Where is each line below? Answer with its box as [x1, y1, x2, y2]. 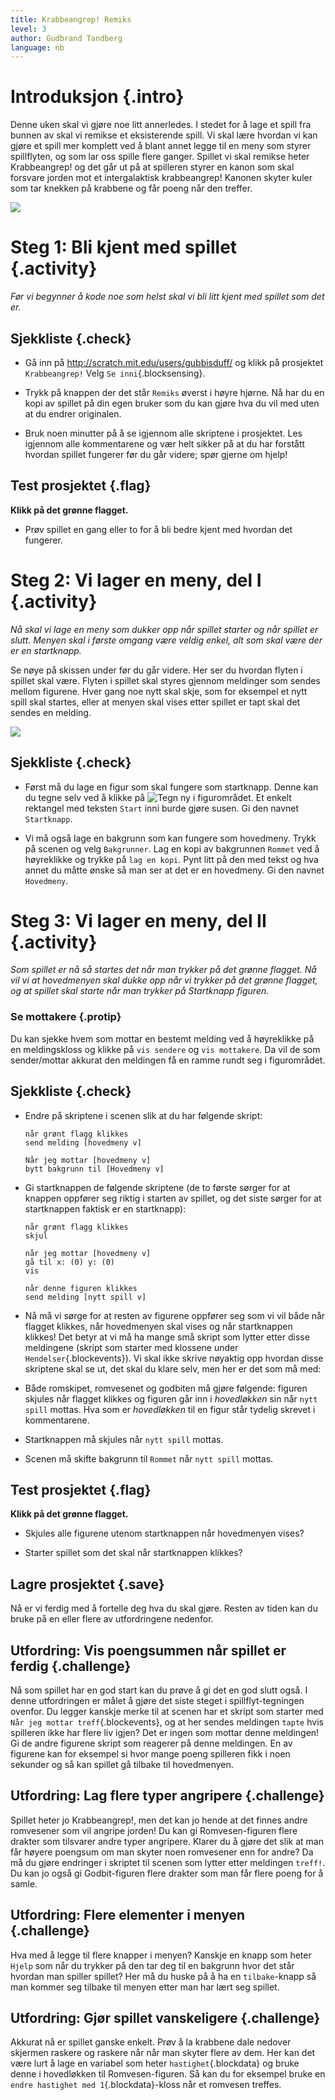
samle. [10, 1877, 38, 1890]
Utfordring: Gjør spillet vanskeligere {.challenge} [10, 2010, 321, 2026]
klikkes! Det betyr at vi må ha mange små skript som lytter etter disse [24, 1331, 310, 1343]
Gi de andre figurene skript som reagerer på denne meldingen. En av [10, 1737, 293, 1749]
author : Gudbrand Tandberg [10, 33, 123, 43]
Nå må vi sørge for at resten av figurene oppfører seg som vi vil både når [24, 1309, 326, 1321]
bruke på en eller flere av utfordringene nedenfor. [10, 1613, 214, 1625]
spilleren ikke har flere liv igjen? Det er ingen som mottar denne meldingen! [10, 1726, 320, 1738]
